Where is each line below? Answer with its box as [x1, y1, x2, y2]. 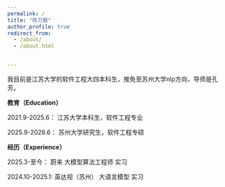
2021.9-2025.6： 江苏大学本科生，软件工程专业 [7, 113, 143, 121]
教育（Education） [7, 98, 62, 107]
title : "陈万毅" [7, 17, 52, 24]
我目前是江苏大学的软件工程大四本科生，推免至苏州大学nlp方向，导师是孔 [7, 75, 219, 83]
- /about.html [13, 43, 55, 50]
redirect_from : [7, 29, 52, 37]
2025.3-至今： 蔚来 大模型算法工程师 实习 [7, 158, 128, 166]
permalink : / [7, 10, 45, 17]
